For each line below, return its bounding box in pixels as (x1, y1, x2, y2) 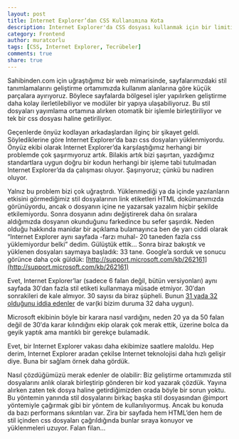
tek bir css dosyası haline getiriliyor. (7, 114, 112, 122)
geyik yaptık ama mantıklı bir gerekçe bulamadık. (7, 328, 151, 337)
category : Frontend (7, 30, 65, 38)
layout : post (7, 10, 46, 18)
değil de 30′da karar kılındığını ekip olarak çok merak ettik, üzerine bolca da (7, 320, 229, 329)
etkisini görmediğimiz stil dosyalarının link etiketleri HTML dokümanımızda (7, 194, 224, 203)
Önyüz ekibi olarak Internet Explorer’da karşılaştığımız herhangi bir (7, 143, 202, 152)
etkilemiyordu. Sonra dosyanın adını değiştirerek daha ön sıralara (7, 209, 198, 218)
